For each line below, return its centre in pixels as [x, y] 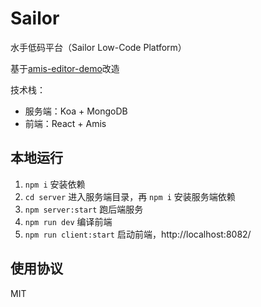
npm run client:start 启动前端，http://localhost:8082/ [138, 234]
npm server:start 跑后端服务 [84, 209]
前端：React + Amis [65, 123]
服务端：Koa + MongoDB [76, 111]
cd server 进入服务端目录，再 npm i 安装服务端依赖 [130, 196]
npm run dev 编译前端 [68, 221]
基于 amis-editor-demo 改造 [65, 68]
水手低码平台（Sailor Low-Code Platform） [98, 47]
